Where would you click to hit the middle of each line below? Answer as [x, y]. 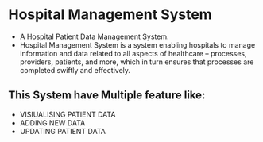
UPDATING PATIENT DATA [62, 131]
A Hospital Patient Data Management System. [94, 36]
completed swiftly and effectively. [75, 70]
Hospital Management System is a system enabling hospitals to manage [137, 44]
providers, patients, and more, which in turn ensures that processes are [137, 62]
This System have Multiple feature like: [107, 96]
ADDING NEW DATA [52, 123]
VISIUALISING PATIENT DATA [68, 114]
